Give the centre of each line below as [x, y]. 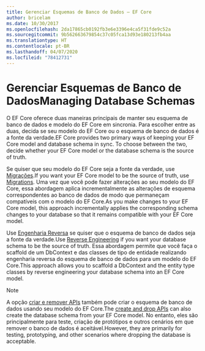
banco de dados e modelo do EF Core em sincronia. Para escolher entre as [101, 124]
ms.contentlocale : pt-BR [38, 47]
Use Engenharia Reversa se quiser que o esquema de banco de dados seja [101, 233]
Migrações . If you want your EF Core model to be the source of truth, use [98, 175]
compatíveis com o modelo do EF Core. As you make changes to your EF [97, 201]
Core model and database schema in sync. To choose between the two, [97, 144]
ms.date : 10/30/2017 [33, 23]
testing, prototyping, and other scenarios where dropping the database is [99, 334]
